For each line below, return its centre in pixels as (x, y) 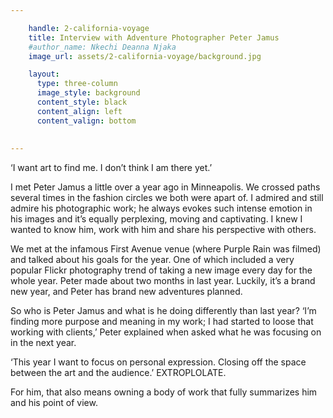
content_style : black (82, 102)
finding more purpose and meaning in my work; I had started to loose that (162, 322)
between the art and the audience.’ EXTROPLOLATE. (118, 373)
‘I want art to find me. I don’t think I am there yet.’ (111, 168)
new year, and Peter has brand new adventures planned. (126, 292)
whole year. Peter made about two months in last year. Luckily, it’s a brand (163, 281)
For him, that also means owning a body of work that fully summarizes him (164, 392)
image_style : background (88, 93)
